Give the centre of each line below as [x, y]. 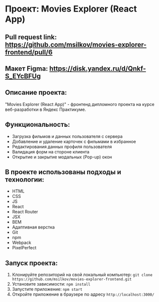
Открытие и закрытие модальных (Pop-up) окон [62, 157]
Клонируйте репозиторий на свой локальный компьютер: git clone [82, 275]
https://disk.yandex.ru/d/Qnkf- [98, 68]
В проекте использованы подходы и [63, 172]
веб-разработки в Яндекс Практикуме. [46, 109]
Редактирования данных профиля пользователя [62, 147]
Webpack [22, 242]
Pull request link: [31, 37]
